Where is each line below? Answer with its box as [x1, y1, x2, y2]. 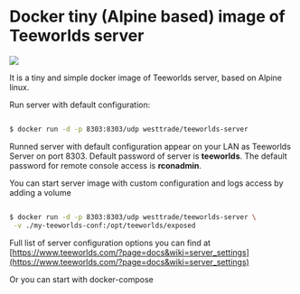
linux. [9, 81, 30, 92]
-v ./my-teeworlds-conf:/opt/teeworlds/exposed [13, 221, 196, 230]
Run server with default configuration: [9, 99, 151, 110]
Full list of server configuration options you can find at [9, 237, 211, 248]
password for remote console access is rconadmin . [9, 160, 202, 170]
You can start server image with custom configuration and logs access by [9, 178, 284, 188]
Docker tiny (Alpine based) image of [9, 6, 286, 27]
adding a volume [9, 187, 72, 198]
